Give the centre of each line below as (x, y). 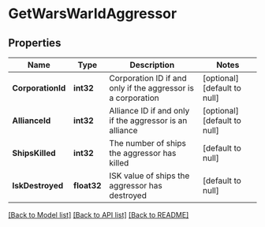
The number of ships (148, 143)
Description (152, 65)
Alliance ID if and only (149, 111)
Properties (35, 43)
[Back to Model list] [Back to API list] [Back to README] (99, 215)
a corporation (134, 98)
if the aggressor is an (148, 121)
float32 (88, 186)
